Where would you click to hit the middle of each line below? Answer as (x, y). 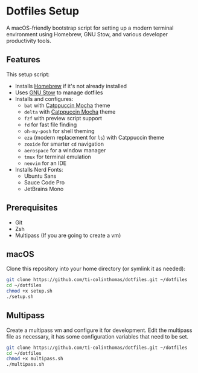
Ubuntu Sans (40, 176)
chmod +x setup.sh (29, 291)
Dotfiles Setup (43, 11)
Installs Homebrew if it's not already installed (71, 86)
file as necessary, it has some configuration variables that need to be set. (97, 336)
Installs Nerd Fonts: (39, 169)
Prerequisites (32, 208)
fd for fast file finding (50, 125)
